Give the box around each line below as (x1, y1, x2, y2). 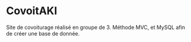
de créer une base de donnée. (6, 30, 80, 37)
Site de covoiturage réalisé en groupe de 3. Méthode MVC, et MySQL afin (6, 24, 185, 31)
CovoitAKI (6, 4, 57, 18)
